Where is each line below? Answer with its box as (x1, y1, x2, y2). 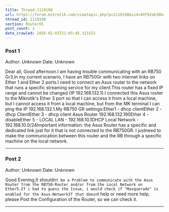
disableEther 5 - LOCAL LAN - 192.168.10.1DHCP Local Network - (5, 117, 139, 123)
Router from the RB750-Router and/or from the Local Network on (5, 182, 143, 187)
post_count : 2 (5, 26, 35, 31)
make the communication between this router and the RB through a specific (5, 133, 162, 139)
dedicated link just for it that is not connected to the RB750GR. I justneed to (5, 127, 161, 133)
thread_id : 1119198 (5, 17, 46, 22)
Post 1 (5, 47, 20, 54)
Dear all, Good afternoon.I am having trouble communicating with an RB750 (5, 68, 162, 75)
